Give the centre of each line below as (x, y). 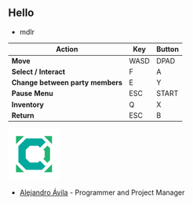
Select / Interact (38, 71)
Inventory (28, 104)
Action (67, 49)
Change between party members (67, 82)
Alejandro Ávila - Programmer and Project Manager (102, 192)
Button (168, 49)
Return (23, 115)
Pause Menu (32, 93)
